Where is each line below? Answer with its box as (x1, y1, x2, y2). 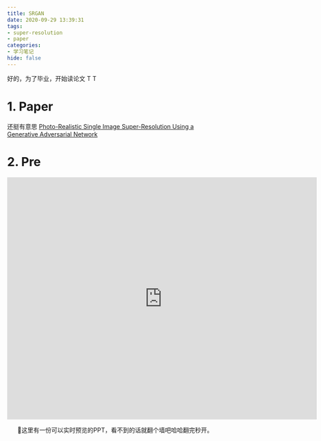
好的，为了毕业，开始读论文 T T (7, 74, 97, 82)
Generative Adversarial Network (7, 130, 98, 138)
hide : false (7, 55, 41, 62)
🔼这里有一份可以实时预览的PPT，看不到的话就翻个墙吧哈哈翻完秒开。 (16, 426, 214, 434)
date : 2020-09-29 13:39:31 (7, 16, 84, 23)
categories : (7, 42, 41, 49)
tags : (7, 23, 23, 29)
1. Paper (7, 99, 53, 114)
